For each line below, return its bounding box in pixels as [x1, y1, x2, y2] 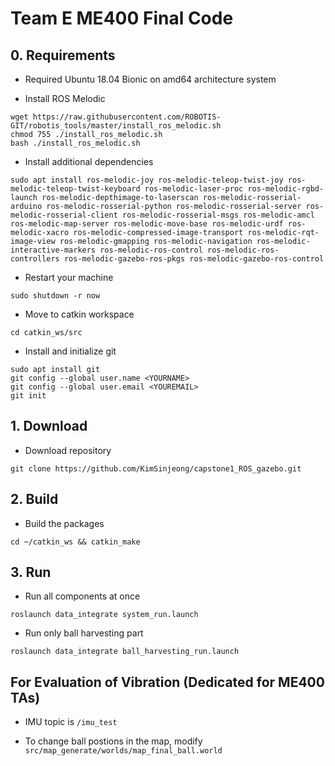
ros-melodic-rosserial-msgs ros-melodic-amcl [121, 210, 315, 220]
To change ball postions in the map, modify [24, 735, 203, 747]
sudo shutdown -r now [10, 291, 101, 301]
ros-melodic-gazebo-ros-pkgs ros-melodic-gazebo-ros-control [63, 254, 325, 264]
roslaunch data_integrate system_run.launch [10, 610, 199, 620]
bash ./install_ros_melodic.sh [10, 138, 141, 148]
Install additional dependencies [24, 156, 154, 167]
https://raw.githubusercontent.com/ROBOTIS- [32, 112, 222, 122]
